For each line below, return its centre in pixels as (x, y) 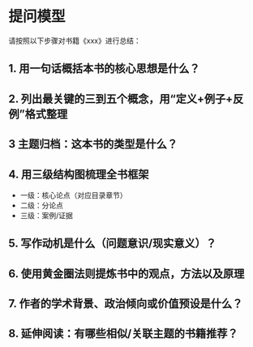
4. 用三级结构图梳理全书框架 (79, 174)
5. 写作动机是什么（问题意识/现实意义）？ (113, 244)
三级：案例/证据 (46, 215)
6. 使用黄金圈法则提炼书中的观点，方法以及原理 (126, 274)
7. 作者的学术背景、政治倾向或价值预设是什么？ (126, 304)
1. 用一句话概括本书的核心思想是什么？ (104, 69)
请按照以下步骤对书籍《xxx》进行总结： (75, 41)
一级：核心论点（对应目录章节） (73, 195)
